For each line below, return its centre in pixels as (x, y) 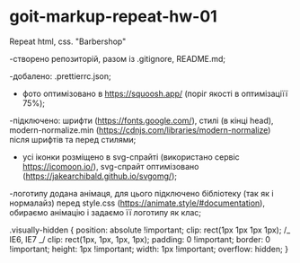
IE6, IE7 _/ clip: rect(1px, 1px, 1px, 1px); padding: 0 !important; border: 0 (140, 239)
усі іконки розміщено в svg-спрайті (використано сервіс (131, 157)
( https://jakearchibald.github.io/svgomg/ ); (100, 176)
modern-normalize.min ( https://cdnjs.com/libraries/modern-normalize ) (140, 130)
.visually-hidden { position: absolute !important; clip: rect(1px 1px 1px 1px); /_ (150, 230)
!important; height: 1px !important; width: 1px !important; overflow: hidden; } (149, 249)
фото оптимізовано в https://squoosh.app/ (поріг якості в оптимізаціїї (155, 93)
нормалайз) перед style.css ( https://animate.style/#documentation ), (137, 203)
